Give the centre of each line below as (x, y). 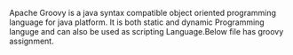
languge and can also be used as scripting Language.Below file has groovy (146, 31)
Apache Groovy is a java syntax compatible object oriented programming (143, 13)
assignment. (32, 41)
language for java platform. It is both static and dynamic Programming (137, 22)
